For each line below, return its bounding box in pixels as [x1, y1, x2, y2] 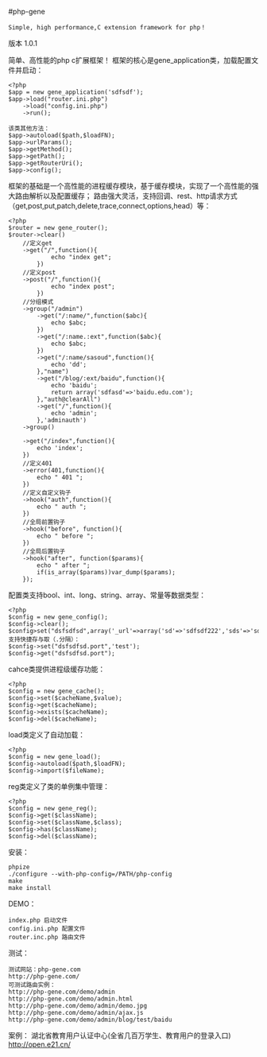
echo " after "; [37, 562, 91, 569]
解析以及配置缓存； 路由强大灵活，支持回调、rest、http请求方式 [29, 191, 238, 200]
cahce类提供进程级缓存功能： [8, 664, 106, 674]
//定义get [22, 239, 53, 247]
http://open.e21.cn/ [8, 1040, 72, 1049]
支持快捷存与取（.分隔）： [8, 635, 80, 643]
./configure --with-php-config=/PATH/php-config [8, 870, 172, 878]
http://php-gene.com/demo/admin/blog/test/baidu [8, 1016, 172, 1024]
